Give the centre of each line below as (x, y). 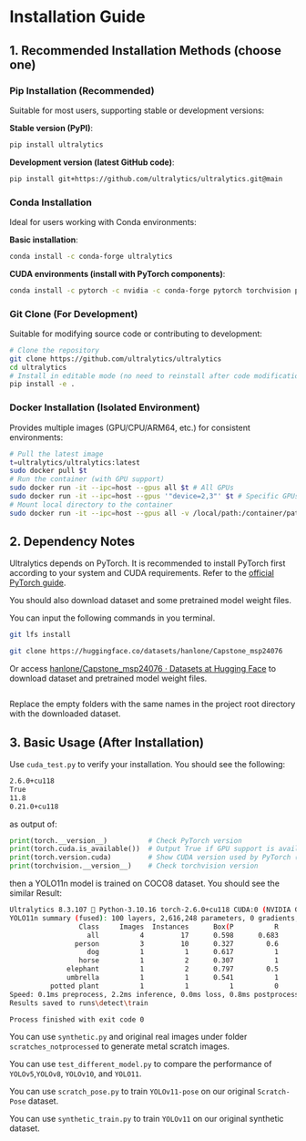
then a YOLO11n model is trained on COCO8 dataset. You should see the (145, 884)
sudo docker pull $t (49, 471)
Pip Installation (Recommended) (82, 90)
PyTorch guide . (38, 583)
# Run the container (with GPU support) (87, 479)
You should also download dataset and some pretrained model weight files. (151, 601)
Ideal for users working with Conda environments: (103, 221)
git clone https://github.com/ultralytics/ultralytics (116, 359)
